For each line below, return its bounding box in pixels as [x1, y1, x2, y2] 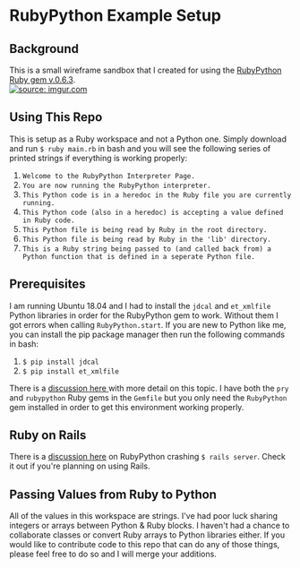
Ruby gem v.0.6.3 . [9, 74, 76, 85]
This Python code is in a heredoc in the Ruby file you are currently [21, 190, 292, 200]
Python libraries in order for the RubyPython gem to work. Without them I [9, 310, 279, 321]
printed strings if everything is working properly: [9, 152, 188, 163]
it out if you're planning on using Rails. [9, 460, 150, 471]
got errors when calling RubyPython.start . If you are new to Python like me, [9, 319, 287, 330]
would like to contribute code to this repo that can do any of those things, [9, 539, 280, 550]
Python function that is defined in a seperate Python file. [21, 252, 256, 261]
